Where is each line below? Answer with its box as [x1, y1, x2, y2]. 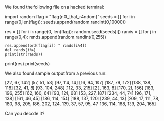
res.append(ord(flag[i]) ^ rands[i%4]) [5, 43, 87, 48]
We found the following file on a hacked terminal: [5, 4, 105, 10]
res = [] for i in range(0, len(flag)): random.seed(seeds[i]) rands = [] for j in [5, 29, 156, 34]
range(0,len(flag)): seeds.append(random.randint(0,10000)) [5, 19, 126, 25]
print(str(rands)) [5, 52, 43, 57]
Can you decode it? [5, 111, 45, 116]
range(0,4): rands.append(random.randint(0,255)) [5, 34, 107, 40]
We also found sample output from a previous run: [5, 70, 107, 76]
